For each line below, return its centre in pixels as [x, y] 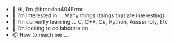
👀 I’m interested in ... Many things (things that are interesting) [88, 15]
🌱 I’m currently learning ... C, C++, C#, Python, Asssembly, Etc [90, 22]
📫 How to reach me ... [40, 35]
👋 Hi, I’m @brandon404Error [48, 9]
